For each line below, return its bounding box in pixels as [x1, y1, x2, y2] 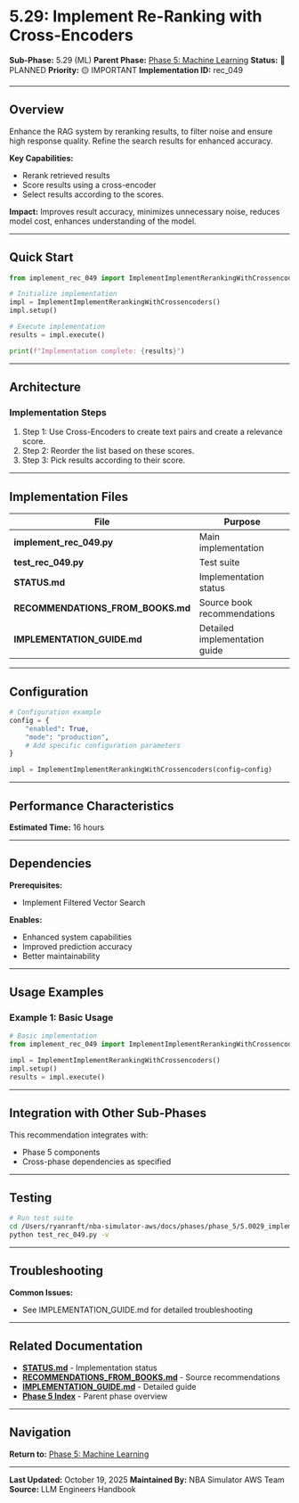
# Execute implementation [9, 323, 105, 332]
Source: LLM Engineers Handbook [9, 1483, 136, 1494]
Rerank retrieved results [21, 169, 110, 180]
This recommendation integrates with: [9, 1129, 149, 1140]
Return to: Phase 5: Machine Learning [9, 1449, 149, 1459]
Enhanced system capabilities [21, 932, 132, 942]
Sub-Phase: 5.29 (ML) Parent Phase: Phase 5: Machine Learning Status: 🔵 [9, 54, 286, 65]
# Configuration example [9, 708, 101, 717]
